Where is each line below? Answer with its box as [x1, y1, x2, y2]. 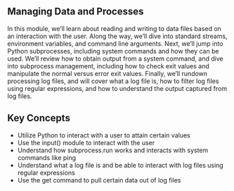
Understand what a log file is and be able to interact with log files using [17, 161, 223, 169]
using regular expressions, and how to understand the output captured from [7, 84, 227, 92]
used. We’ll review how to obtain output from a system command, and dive [7, 54, 223, 63]
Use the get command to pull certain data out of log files [17, 175, 181, 184]
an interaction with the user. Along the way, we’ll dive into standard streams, [7, 32, 228, 40]
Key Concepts [7, 112, 70, 124]
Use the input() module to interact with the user [17, 138, 155, 147]
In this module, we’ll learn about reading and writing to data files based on [7, 24, 221, 32]
